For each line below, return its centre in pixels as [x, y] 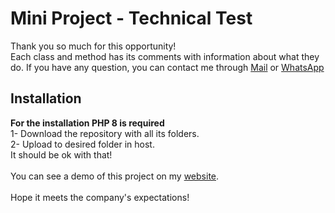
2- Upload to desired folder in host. [82, 144]
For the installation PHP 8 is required [87, 123]
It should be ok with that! [61, 154]
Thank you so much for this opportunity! [93, 46]
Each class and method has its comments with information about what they [165, 56]
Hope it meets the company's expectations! [100, 197]
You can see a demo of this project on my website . [115, 176]
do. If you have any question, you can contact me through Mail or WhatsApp [167, 67]
